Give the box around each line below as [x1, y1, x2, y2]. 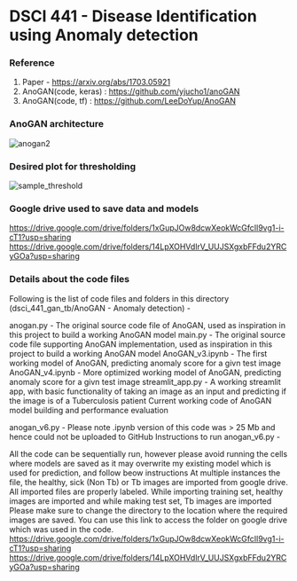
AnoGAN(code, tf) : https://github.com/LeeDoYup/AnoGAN [21, 96, 237, 106]
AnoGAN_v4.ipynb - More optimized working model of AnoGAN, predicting [9, 366, 282, 378]
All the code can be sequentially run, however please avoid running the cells [9, 448, 288, 459]
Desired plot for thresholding [9, 160, 137, 172]
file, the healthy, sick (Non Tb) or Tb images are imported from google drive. [9, 476, 288, 487]
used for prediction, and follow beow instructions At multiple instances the [9, 467, 281, 478]
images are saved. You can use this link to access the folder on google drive [9, 514, 288, 525]
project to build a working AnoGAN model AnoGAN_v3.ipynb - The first [9, 348, 268, 358]
